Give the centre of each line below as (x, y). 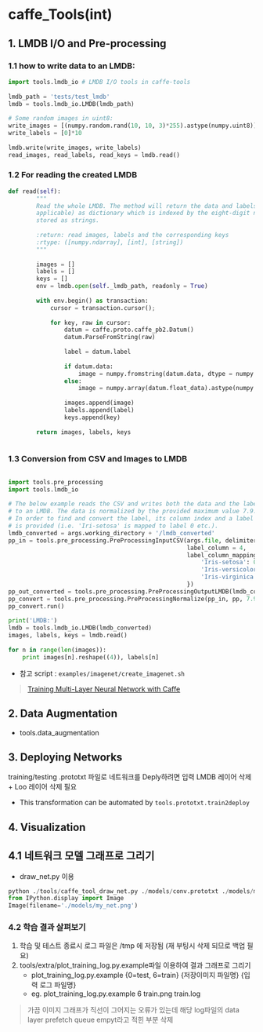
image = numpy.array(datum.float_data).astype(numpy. (168, 388)
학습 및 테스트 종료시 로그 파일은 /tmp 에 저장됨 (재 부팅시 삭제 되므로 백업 (132, 946)
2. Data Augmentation (63, 714)
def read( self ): (34, 191)
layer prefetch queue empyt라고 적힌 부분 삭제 (100, 1020)
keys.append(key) (92, 418)
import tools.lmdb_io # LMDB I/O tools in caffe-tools (99, 82)
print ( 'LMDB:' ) (33, 621)
